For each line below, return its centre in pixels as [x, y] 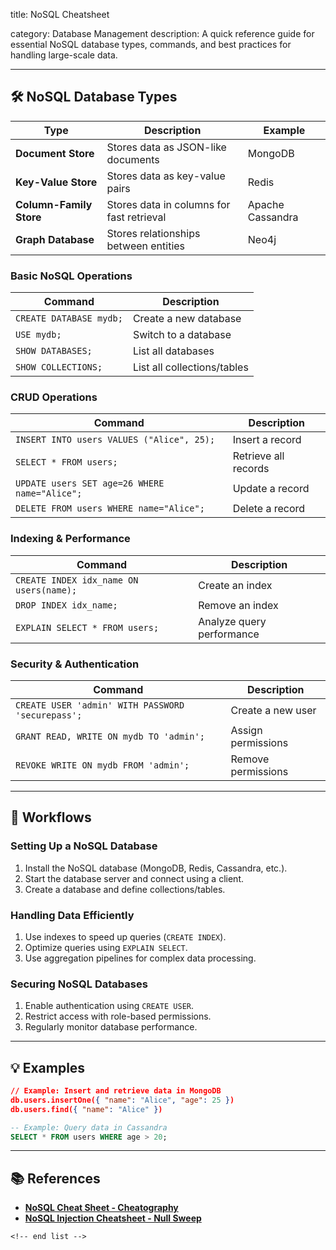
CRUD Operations [54, 397]
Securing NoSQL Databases [79, 984]
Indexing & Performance [70, 539]
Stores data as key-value [166, 176]
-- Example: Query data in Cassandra [89, 1127]
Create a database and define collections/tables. [125, 889]
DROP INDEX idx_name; [66, 605]
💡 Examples [48, 1067]
